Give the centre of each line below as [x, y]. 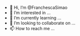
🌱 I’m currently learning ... [35, 18]
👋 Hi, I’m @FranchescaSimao [39, 8]
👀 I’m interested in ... [30, 13]
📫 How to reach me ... [32, 28]
